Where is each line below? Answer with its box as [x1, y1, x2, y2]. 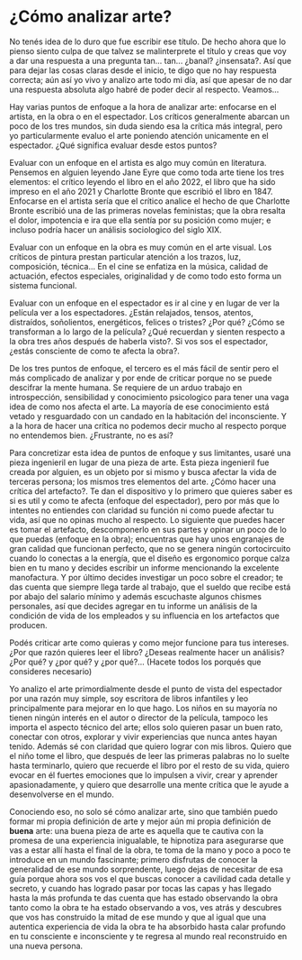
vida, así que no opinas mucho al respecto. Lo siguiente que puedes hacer [9, 514, 285, 525]
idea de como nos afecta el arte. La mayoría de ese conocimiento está [9, 401, 270, 412]
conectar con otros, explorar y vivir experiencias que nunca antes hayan [9, 731, 278, 742]
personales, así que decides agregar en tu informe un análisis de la [9, 600, 258, 611]
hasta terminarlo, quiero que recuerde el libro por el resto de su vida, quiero [9, 760, 290, 771]
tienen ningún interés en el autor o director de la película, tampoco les [9, 712, 269, 723]
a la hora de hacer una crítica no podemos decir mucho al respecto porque [9, 420, 288, 431]
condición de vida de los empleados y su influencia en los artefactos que [9, 610, 280, 621]
